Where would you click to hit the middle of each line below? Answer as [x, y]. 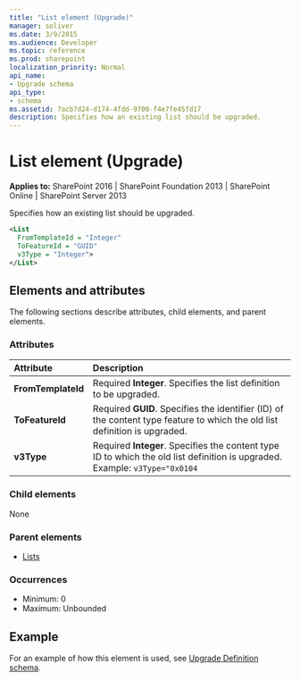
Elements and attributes [77, 290]
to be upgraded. [126, 394]
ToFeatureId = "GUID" [58, 246]
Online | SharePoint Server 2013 [68, 196]
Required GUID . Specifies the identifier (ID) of [188, 408]
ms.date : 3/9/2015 [43, 34]
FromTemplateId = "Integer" [70, 238]
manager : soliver [42, 26]
